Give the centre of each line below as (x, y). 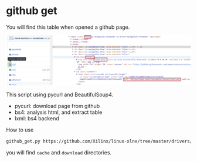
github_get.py (23, 141)
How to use (20, 130)
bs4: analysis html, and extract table (58, 112)
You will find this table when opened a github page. (68, 27)
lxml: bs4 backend (37, 119)
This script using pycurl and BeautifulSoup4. (60, 95)
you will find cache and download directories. (59, 153)
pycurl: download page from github (57, 106)
